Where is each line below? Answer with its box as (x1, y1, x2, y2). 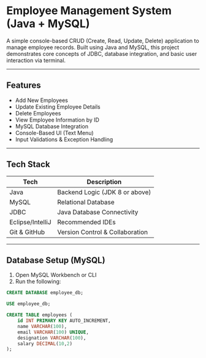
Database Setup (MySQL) (6, 255, 105, 265)
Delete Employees (15, 109, 61, 117)
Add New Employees (15, 96, 69, 104)
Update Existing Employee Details (15, 103, 101, 111)
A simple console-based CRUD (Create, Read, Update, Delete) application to (6, 37, 199, 44)
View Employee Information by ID (15, 116, 100, 123)
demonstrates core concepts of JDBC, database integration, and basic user (6, 50, 197, 57)
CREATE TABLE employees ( (6, 312, 72, 318)
